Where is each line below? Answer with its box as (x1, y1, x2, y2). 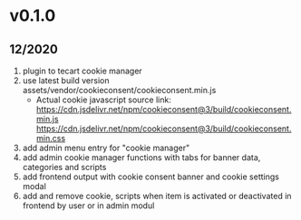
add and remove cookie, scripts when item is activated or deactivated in (22, 191, 292, 201)
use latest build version (22, 75, 110, 86)
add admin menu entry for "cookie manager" (22, 142, 190, 153)
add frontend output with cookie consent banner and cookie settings (22, 171, 279, 182)
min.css (35, 133, 66, 143)
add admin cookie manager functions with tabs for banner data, (22, 152, 261, 163)
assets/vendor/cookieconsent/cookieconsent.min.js (22, 85, 217, 95)
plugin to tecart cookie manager (22, 65, 142, 76)
